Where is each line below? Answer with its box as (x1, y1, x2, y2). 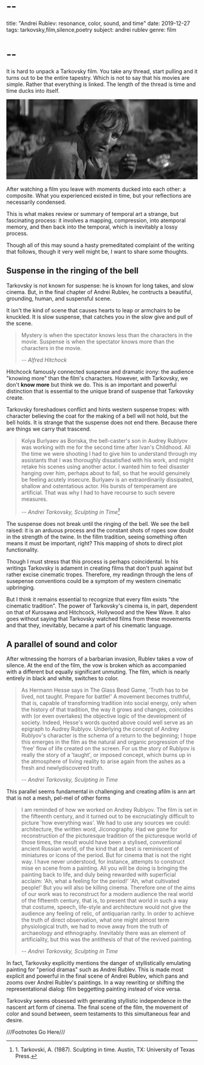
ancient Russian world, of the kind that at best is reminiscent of (21, 845, 179, 853)
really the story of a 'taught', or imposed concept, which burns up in (21, 751, 191, 759)
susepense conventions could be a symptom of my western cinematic (6, 577, 182, 584)
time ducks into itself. (6, 87, 59, 94)
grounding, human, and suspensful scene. (6, 295, 112, 302)
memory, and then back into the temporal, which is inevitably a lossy (6, 223, 178, 231)
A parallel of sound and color (6, 639, 118, 649)
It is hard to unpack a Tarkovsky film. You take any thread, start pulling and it (6, 67, 198, 75)
